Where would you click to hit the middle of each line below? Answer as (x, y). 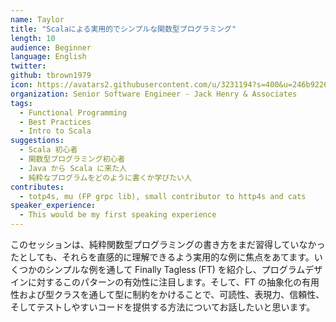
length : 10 (33, 38)
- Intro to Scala (55, 131)
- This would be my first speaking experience (118, 215)
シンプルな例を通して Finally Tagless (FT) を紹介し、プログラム (175, 269)
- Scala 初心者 (48, 150)
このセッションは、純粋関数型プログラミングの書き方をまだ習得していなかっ (168, 244)
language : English (48, 57)
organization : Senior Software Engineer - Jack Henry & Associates (154, 94)
